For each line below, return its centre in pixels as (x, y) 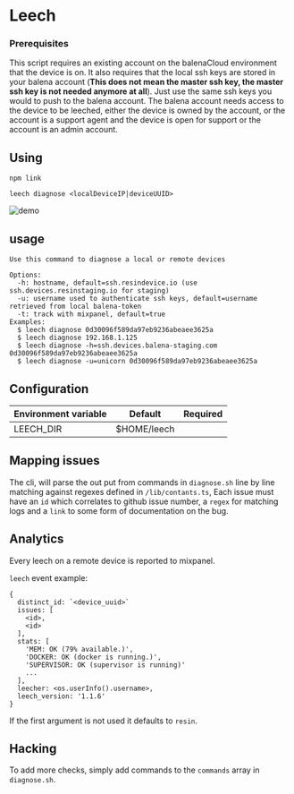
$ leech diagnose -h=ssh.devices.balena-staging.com (118, 346)
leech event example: (48, 577)
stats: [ (34, 641)
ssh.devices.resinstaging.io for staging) (89, 291)
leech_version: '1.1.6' (61, 696)
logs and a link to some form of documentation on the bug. (119, 510)
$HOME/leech (145, 429)
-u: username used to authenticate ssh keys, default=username (137, 299)
